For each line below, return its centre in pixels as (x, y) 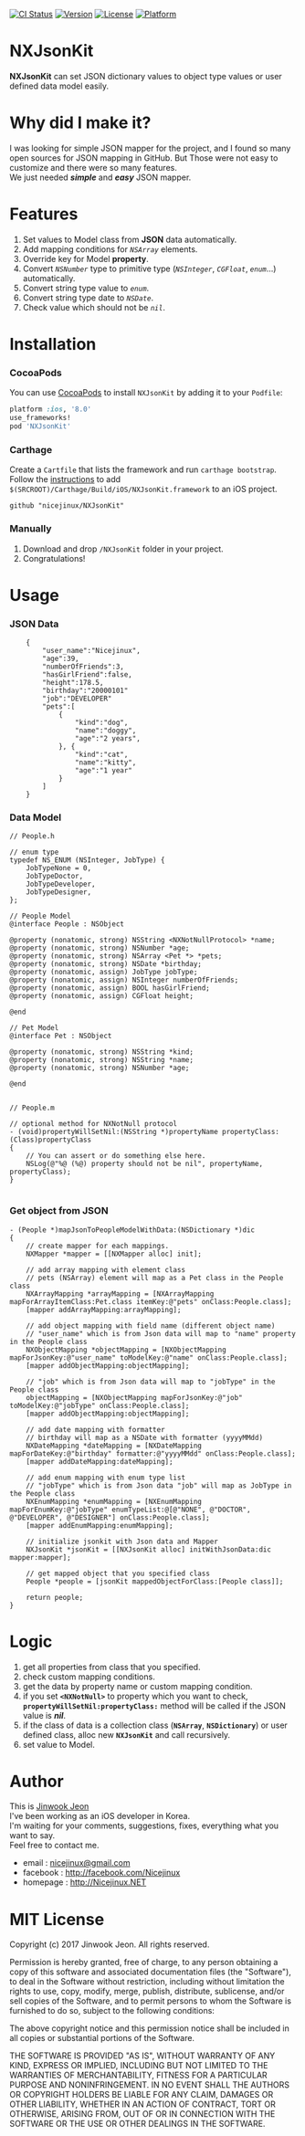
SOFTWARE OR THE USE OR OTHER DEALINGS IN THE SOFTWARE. (137, 2124)
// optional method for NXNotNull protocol (94, 1124)
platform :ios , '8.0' (51, 410)
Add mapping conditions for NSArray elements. (110, 249)
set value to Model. (59, 1744)
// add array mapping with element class (105, 1269)
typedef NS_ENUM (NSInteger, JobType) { (88, 860)
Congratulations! (54, 558)
